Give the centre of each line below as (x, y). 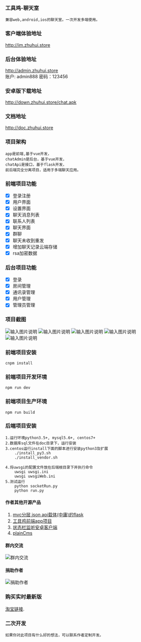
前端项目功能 (21, 184)
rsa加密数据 (25, 253)
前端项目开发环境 (26, 377)
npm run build (20, 412)
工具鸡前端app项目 (32, 521)
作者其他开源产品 (23, 502)
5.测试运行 (15, 481)
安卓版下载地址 (24, 91)
